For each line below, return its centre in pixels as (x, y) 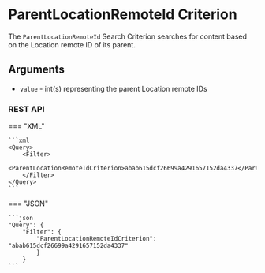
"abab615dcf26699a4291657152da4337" (68, 246)
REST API (26, 109)
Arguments (37, 70)
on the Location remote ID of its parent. (72, 44)
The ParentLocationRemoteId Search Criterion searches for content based (127, 36)
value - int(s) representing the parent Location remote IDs (113, 88)
